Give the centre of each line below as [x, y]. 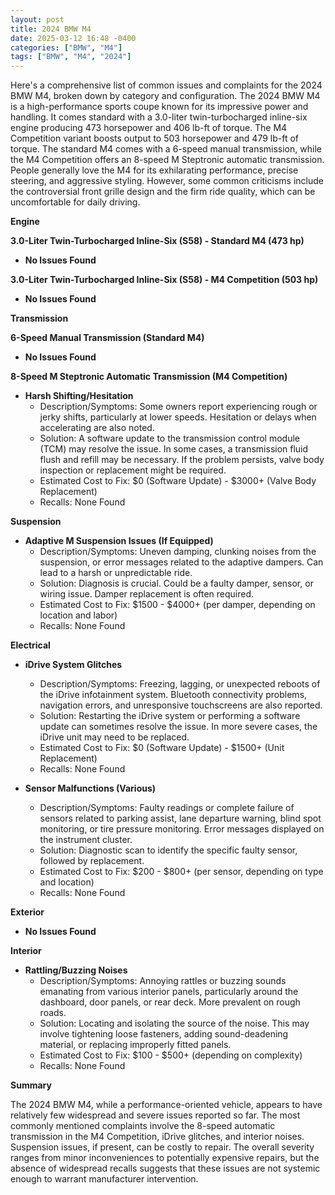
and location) [67, 882]
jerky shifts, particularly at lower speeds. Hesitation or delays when [178, 417]
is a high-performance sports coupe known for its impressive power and [159, 107]
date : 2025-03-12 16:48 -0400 [73, 38]
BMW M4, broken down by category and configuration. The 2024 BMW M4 [165, 96]
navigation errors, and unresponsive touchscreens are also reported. [181, 705]
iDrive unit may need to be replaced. [114, 737]
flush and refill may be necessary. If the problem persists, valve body [182, 460]
